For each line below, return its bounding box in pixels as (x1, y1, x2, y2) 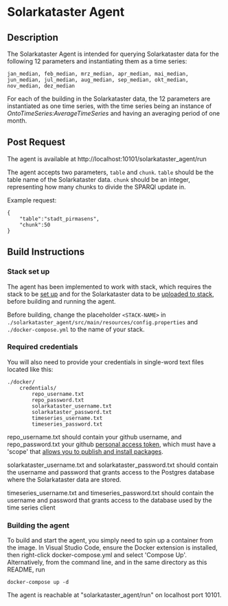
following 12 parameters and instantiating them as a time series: (7, 57, 187, 65)
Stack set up (7, 267, 50, 276)
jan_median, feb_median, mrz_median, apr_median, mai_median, (7, 70, 189, 77)
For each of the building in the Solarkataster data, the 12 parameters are (7, 94, 211, 103)
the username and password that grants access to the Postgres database (7, 468, 215, 476)
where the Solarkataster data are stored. (7, 475, 122, 483)
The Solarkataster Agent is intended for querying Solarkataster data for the (7, 50, 220, 58)
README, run (7, 565, 46, 574)
